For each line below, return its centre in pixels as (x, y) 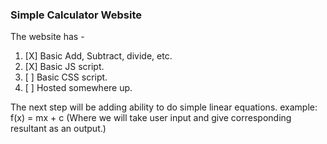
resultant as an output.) (58, 129)
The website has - (47, 37)
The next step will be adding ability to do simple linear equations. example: (164, 107)
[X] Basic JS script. (64, 67)
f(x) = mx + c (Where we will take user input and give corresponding (151, 118)
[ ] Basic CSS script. (66, 77)
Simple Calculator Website (76, 15)
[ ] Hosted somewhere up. (78, 88)
